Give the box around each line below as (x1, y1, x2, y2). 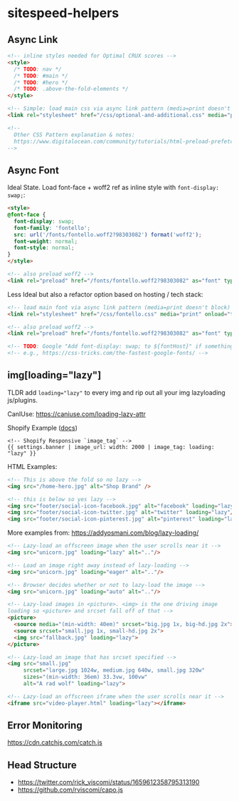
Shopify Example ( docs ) (7, 423, 78, 432)
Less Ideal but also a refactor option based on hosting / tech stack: (7, 290, 203, 298)
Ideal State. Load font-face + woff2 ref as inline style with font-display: (7, 183, 219, 192)
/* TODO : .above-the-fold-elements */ (14, 86, 129, 93)
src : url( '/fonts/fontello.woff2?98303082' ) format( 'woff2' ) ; (14, 231, 202, 238)
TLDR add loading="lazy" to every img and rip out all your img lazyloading (7, 388, 225, 397)
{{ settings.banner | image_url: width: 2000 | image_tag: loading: (7, 443, 215, 450)
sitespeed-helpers (7, 5, 119, 21)
